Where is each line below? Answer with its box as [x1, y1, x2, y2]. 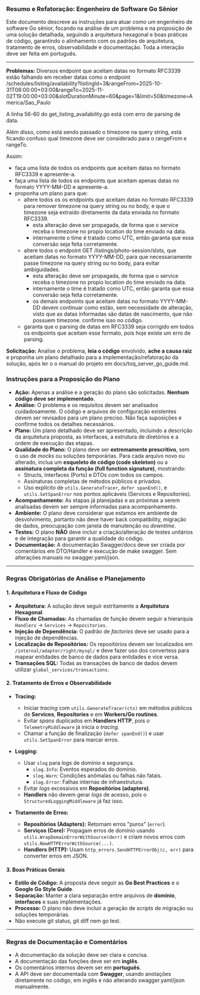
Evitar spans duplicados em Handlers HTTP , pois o [23, 717, 150, 724]
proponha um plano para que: [14, 190, 88, 197]
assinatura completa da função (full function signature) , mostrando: [14, 465, 186, 472]
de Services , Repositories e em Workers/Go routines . [23, 711, 159, 718]
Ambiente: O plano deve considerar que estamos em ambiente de [14, 509, 177, 516]
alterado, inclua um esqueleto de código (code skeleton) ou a [14, 458, 168, 466]
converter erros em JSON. [23, 852, 89, 859]
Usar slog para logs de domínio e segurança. [23, 759, 135, 766]
